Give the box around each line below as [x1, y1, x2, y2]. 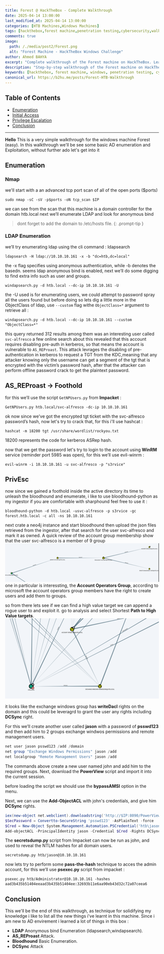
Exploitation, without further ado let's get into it [5, 147, 100, 153]
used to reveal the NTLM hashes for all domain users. [5, 843, 113, 849]
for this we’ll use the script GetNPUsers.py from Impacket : [5, 395, 122, 401]
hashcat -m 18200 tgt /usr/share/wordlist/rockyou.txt [5, 428, 119, 433]
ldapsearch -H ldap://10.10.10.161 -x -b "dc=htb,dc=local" [5, 254, 130, 259]
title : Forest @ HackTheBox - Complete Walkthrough [5, 8, 112, 13]
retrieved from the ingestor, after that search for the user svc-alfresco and [5, 527, 154, 533]
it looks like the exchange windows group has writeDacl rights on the [5, 703, 144, 709]
